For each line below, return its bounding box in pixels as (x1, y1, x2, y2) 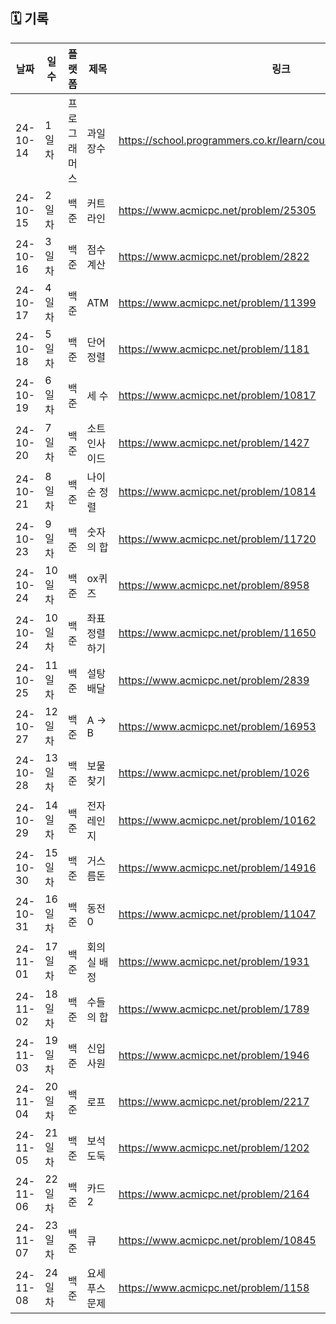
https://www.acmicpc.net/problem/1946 (118, 1048, 310, 1062)
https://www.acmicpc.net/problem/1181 (118, 342, 310, 356)
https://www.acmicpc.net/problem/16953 (118, 719, 317, 733)
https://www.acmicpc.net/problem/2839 (118, 673, 310, 687)
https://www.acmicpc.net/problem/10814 (118, 484, 317, 498)
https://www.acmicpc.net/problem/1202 (118, 1140, 310, 1154)
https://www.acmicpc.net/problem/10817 (118, 388, 317, 402)
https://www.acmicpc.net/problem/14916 (118, 860, 317, 874)
